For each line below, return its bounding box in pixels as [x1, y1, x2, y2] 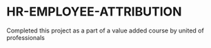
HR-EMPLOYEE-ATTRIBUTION [6, 4, 182, 20]
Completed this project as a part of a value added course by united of [6, 26, 204, 34]
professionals [6, 33, 46, 41]
